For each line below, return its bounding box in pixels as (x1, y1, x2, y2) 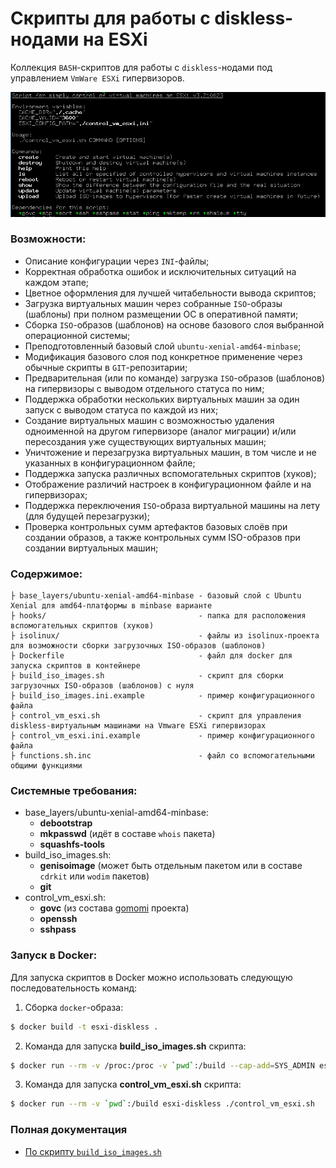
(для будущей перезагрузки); (24, 510, 151, 522)
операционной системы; (24, 329, 131, 341)
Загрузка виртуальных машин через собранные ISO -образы (24, 297, 283, 309)
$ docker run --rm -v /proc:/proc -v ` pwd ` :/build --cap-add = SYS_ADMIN (10, 1060, 315, 1071)
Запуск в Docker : (10, 948, 98, 962)
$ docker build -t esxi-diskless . (10, 1022, 159, 1032)
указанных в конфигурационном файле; (24, 457, 196, 469)
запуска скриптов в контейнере (10, 661, 141, 671)
